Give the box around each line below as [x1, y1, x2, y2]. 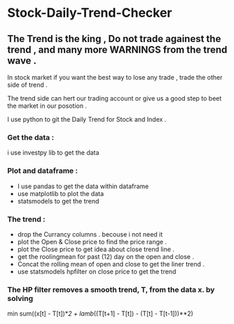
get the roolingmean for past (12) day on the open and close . [17, 252, 195, 260]
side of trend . [7, 80, 48, 89]
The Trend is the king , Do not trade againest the [7, 33, 221, 45]
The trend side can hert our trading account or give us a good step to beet [7, 94, 222, 102]
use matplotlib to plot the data [17, 189, 104, 197]
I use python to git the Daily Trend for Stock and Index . [7, 115, 167, 123]
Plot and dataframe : [7, 166, 78, 176]
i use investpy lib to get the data [7, 148, 99, 157]
